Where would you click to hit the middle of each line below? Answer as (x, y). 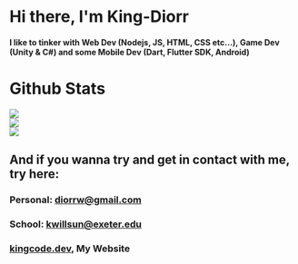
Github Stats (58, 88)
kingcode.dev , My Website (70, 249)
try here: (35, 174)
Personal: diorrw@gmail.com (76, 200)
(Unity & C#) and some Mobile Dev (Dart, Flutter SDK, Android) (129, 52)
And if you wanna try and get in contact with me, (150, 160)
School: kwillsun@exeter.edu (76, 224)
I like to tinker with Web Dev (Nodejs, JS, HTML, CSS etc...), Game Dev (144, 42)
